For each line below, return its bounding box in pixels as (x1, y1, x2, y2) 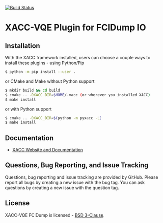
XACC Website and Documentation (12, 147, 83, 153)
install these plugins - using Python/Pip (5, 60, 84, 66)
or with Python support (5, 106, 52, 112)
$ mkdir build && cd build (5, 88, 60, 93)
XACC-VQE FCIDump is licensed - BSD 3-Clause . (5, 212, 105, 218)
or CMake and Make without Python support (5, 78, 95, 84)
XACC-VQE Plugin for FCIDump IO (5, 22, 146, 33)
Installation (5, 41, 40, 50)
